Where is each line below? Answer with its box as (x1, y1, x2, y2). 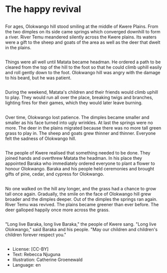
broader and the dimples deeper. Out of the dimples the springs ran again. (5, 196, 158, 202)
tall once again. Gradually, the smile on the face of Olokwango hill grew (5, 191, 151, 197)
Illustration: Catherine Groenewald (12, 257, 83, 263)
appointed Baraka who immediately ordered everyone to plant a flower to (5, 160, 156, 166)
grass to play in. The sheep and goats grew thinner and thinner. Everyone (5, 130, 156, 136)
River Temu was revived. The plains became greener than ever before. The (5, 201, 159, 207)
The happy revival (5, 3, 81, 15)
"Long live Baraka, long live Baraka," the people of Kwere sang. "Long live (5, 221, 157, 227)
